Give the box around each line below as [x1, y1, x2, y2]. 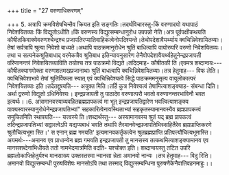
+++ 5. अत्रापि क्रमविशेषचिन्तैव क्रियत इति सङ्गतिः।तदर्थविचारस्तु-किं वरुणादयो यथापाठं [7, 21, 198, 28]
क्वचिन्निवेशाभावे [7, 74, 40, 82]
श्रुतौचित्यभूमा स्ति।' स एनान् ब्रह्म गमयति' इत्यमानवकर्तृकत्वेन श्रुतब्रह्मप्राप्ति [7, 128, 163, 137]
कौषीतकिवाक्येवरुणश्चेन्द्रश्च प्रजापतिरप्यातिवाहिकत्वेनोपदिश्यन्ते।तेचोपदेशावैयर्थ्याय [7, 36, 178, 44]
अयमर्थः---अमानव [7, 136, 47, 144]
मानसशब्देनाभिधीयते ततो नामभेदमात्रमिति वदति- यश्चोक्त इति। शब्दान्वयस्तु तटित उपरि [7, 144, 191, 152]
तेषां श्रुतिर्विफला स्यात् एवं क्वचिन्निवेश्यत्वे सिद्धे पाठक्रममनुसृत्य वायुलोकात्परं [40, 74, 196, 82]
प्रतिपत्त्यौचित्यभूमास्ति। [164, 128, 213, 137]
